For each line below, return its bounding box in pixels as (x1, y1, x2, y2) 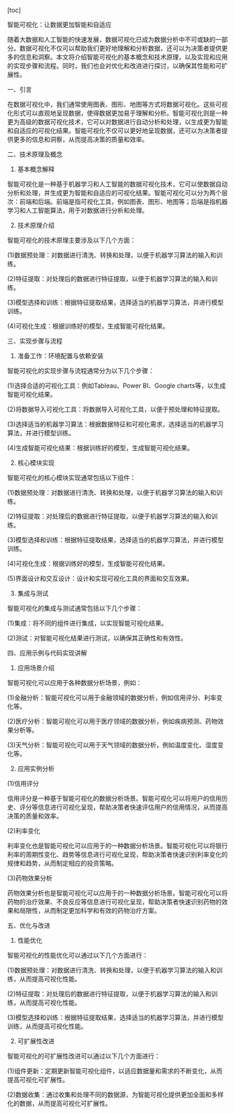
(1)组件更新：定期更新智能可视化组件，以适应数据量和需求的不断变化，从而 (7, 1067, 222, 1075)
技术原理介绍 (17, 221, 55, 229)
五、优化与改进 (7, 921, 50, 930)
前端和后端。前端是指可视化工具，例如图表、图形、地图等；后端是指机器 (19, 198, 228, 205)
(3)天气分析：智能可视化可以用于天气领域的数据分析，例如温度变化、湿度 (7, 741, 218, 749)
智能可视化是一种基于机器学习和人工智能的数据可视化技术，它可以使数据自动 (7, 180, 228, 188)
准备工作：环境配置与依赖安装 (17, 352, 104, 360)
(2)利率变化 (7, 827, 41, 835)
